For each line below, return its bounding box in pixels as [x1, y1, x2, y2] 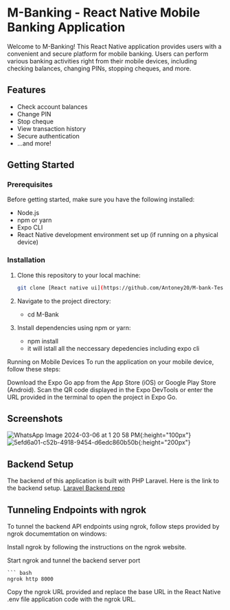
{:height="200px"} [138, 438, 191, 447]
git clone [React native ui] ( [16, 284, 104, 291]
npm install [27, 336, 58, 345]
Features [7, 84, 46, 96]
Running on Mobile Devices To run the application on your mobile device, [7, 357, 214, 366]
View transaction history [16, 124, 87, 132]
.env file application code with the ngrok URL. [7, 595, 136, 604]
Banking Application [7, 19, 126, 35]
